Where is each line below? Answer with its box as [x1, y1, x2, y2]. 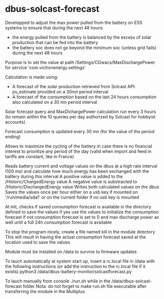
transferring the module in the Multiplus [5, 288, 85, 294]
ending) [5, 134, 21, 139]
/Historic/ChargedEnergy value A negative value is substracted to [5, 179, 137, 184]
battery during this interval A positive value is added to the [5, 173, 123, 179]
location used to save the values [5, 239, 70, 245]
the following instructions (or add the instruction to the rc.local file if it [5, 263, 146, 269]
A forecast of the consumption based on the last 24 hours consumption [12, 94, 157, 100]
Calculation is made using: [5, 74, 59, 80]
